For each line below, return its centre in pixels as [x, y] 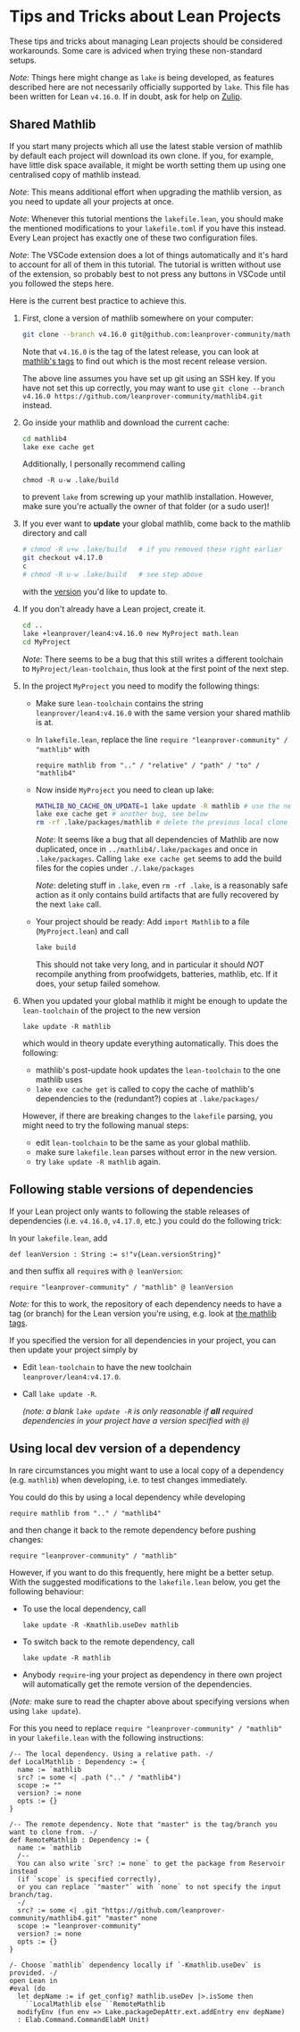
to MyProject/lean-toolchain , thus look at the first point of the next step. [155, 668]
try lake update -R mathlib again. [98, 1162]
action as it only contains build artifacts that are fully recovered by [157, 895]
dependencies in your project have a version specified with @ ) [136, 1420]
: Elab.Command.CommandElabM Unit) [83, 2019]
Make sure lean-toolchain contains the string [119, 703]
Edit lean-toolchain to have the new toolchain [107, 1367]
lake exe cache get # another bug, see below [121, 815]
